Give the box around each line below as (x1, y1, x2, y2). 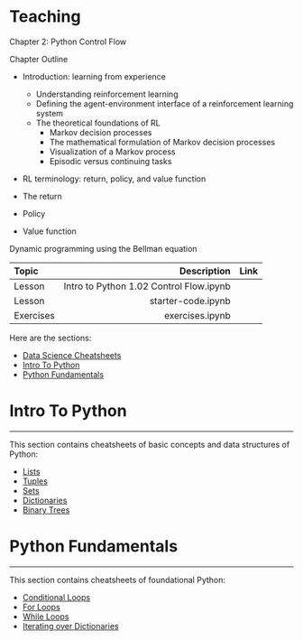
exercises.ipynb (163, 309, 232, 321)
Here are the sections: (9, 332, 92, 343)
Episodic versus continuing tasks (49, 155, 172, 166)
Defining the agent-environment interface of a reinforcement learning (35, 97, 294, 109)
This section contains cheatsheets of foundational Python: (9, 574, 226, 585)
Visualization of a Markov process (49, 146, 176, 157)
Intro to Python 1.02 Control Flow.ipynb (63, 280, 232, 292)
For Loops (22, 601, 60, 612)
